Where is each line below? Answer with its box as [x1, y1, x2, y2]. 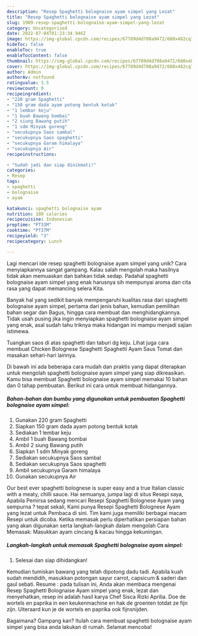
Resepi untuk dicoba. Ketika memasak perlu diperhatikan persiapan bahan [6, 516, 187, 523]
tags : [6, 178, 20, 185]
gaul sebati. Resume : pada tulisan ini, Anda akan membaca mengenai [6, 581, 176, 588]
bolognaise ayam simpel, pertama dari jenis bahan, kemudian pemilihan [6, 302, 180, 310]
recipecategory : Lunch [6, 238, 62, 244]
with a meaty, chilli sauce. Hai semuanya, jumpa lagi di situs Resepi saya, [6, 490, 184, 497]
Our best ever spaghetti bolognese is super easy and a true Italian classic [6, 484, 184, 491]
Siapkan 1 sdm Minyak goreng [15, 448, 88, 455]
